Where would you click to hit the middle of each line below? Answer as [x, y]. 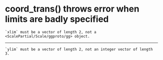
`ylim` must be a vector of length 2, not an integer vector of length [79, 49]
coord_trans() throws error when [72, 9]
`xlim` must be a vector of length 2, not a [51, 32]
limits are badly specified [57, 19]
